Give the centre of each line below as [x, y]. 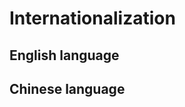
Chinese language [67, 88]
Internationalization [92, 18]
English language [64, 55]
